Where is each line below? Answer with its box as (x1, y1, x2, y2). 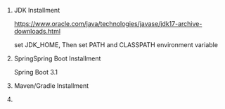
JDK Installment (13, 6, 60, 14)
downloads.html (13, 27, 61, 35)
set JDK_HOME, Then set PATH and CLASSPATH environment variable (13, 41, 218, 49)
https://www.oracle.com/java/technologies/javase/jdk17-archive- (13, 20, 202, 27)
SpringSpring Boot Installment (13, 54, 101, 63)
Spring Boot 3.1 (13, 68, 58, 76)
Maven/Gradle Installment (13, 82, 89, 90)
